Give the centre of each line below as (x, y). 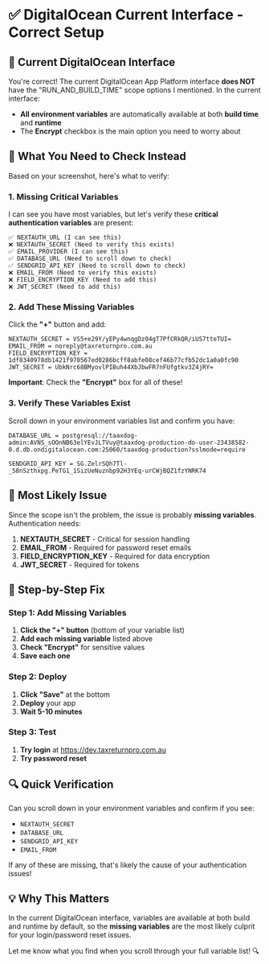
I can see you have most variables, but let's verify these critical (113, 214)
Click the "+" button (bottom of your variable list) (102, 630)
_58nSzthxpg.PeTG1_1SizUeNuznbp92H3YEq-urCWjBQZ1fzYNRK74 (107, 471)
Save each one (45, 656)
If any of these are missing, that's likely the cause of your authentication (128, 865)
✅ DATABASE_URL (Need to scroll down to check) (90, 259)
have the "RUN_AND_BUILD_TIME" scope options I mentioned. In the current (134, 90)
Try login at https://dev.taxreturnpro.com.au (93, 749)
